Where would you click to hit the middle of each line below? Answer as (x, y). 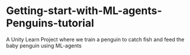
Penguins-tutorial (50, 23)
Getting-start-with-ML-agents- (84, 11)
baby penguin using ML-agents (44, 46)
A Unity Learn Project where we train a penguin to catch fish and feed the (95, 39)
